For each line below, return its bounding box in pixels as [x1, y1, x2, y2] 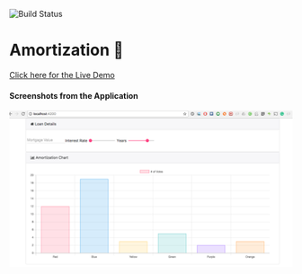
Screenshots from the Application [9, 90, 139, 101]
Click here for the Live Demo [9, 69, 115, 80]
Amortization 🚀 [9, 40, 124, 60]
